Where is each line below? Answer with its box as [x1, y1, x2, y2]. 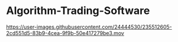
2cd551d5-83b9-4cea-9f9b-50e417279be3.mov [6, 29, 124, 36]
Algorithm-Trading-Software [6, 4, 150, 17]
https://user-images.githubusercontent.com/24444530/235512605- [6, 23, 173, 30]
